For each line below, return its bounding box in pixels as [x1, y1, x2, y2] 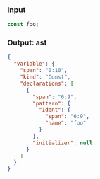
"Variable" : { [13, 60, 55, 68]
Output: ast [7, 37, 47, 47]
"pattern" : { [32, 100, 71, 107]
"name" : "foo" [44, 120, 87, 127]
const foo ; [7, 21, 39, 28]
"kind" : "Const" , [20, 74, 71, 81]
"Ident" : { [38, 106, 71, 114]
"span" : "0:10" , [20, 67, 68, 74]
